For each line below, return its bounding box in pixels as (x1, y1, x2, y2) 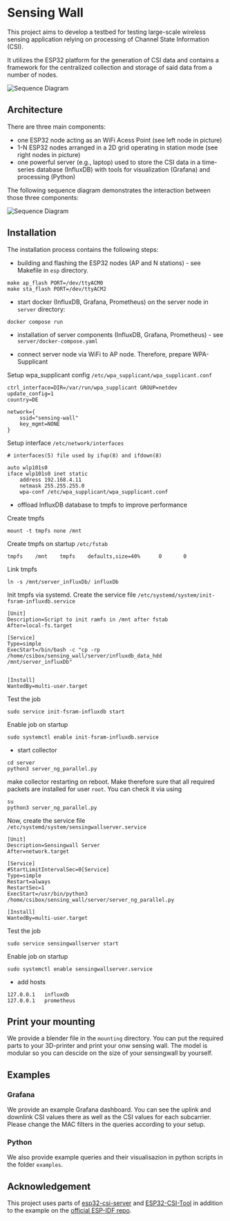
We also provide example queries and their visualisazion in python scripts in (7, 1153, 223, 1161)
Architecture (7, 104, 64, 116)
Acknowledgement (7, 1180, 91, 1192)
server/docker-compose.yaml (17, 338, 98, 345)
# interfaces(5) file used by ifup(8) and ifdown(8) (7, 452, 162, 459)
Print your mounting (7, 1015, 95, 1027)
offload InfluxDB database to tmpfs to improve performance (17, 500, 188, 509)
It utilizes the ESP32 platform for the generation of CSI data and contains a (7, 55, 220, 64)
